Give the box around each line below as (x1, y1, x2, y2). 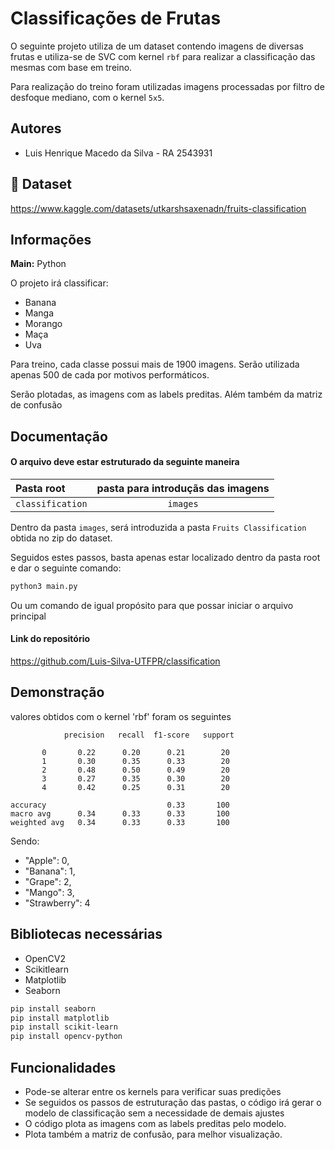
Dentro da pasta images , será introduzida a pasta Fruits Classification (10, 521, 307, 533)
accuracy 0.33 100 (10, 800, 230, 810)
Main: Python (10, 258, 67, 270)
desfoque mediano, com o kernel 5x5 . (10, 91, 165, 103)
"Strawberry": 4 (24, 897, 91, 909)
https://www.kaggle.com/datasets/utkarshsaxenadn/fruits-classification (10, 202, 307, 214)
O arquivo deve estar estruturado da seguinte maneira (10, 456, 240, 468)
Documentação (10, 428, 108, 445)
